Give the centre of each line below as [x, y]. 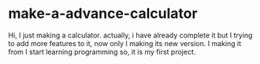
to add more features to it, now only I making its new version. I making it [125, 43]
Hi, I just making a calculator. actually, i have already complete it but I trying [130, 35]
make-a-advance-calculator [103, 14]
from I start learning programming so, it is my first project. [102, 52]
